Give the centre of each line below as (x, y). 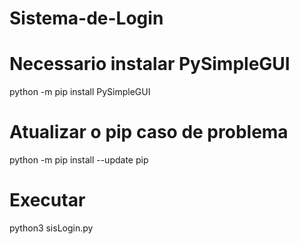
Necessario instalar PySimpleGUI (150, 64)
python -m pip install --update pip (79, 160)
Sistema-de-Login (86, 18)
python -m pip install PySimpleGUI (80, 92)
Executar (47, 200)
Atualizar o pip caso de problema (149, 132)
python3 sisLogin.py (51, 228)
